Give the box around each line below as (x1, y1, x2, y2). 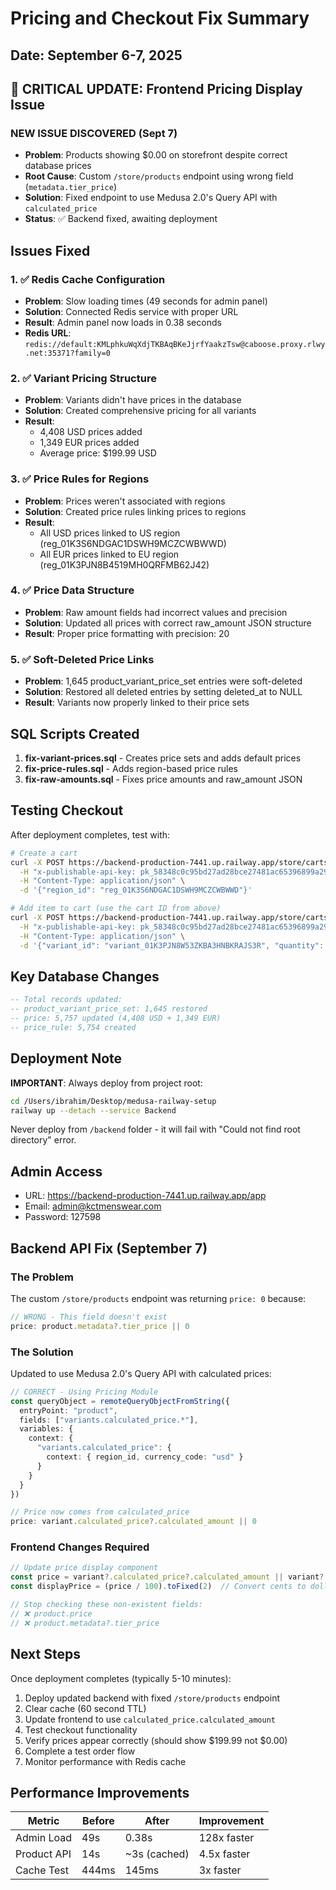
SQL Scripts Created (10, 725, 140, 742)
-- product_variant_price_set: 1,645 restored (10, 1004, 208, 1014)
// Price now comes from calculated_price (10, 1507, 190, 1517)
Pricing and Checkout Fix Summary (10, 7, 310, 30)
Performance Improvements (10, 1784, 190, 1801)
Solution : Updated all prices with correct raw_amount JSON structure (24, 617, 312, 629)
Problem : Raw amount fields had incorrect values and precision (24, 606, 288, 618)
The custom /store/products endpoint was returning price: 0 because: (10, 1292, 307, 1304)
